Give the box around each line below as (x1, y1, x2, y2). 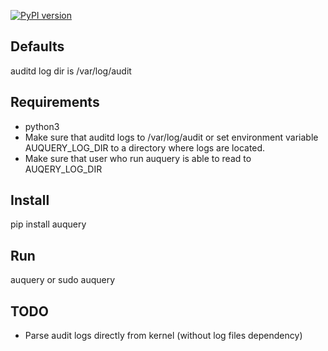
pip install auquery (10, 218, 87, 230)
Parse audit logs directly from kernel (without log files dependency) (24, 330, 303, 342)
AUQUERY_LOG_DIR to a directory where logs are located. (24, 141, 266, 154)
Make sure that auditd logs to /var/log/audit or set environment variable (24, 131, 319, 143)
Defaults (10, 38, 65, 55)
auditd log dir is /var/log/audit (10, 65, 132, 77)
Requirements (10, 94, 100, 111)
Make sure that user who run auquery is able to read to (24, 152, 252, 164)
